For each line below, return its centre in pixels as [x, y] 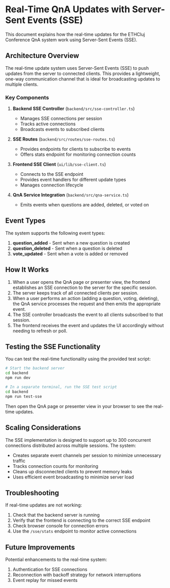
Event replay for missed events [45, 580]
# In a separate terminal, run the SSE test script [61, 387]
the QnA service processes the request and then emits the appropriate [87, 304]
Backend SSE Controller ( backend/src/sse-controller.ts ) [74, 109]
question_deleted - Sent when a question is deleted [67, 248]
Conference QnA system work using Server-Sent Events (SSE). [71, 40]
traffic [19, 461]
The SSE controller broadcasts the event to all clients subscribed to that [88, 314]
